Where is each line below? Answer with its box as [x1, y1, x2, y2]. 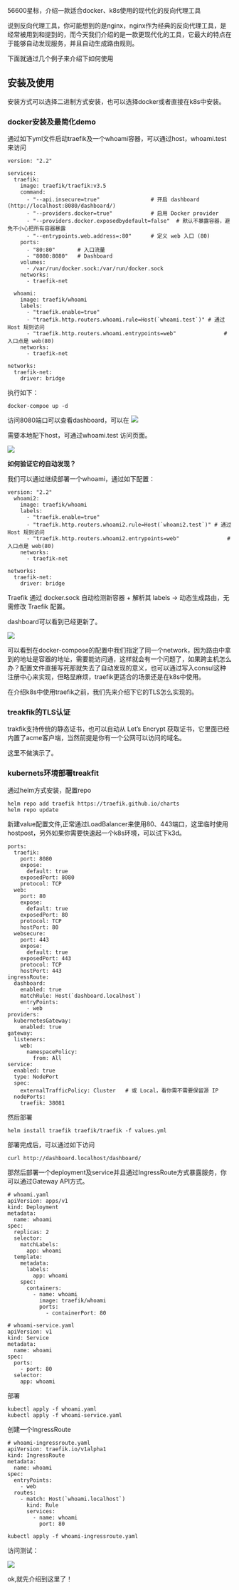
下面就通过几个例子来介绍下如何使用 [7, 54, 114, 63]
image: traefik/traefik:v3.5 [20, 182, 107, 190]
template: [14, 1253, 43, 1260]
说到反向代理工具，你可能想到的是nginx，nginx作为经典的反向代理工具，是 [7, 21, 227, 30]
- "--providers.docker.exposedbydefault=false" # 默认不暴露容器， [26, 218, 225, 225]
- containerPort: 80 [45, 1309, 107, 1317]
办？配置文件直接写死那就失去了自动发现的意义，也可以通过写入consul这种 [7, 664, 226, 673]
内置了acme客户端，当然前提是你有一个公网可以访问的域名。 [7, 734, 186, 742]
